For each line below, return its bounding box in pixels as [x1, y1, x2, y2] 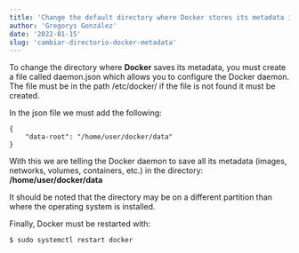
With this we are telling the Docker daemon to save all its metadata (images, [9, 156, 287, 167]
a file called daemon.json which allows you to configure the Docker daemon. [9, 72, 290, 83]
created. [9, 91, 40, 101]
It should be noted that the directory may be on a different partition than [9, 192, 273, 202]
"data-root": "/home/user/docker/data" [25, 132, 174, 142]
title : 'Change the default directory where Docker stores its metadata [9, 12, 285, 22]
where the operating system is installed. [9, 202, 156, 212]
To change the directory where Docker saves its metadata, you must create [9, 62, 287, 73]
